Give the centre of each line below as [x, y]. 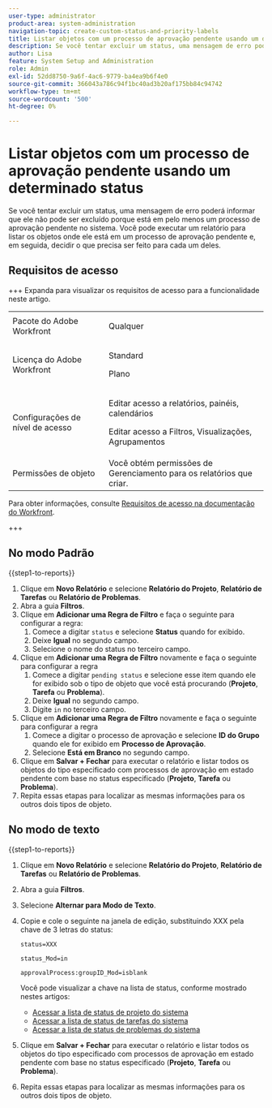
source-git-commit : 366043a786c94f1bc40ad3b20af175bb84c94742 [115, 84]
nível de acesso [42, 427]
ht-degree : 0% [32, 106]
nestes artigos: [45, 996]
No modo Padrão [51, 553]
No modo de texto [54, 830]
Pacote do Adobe [45, 321]
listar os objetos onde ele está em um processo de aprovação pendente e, [132, 237]
